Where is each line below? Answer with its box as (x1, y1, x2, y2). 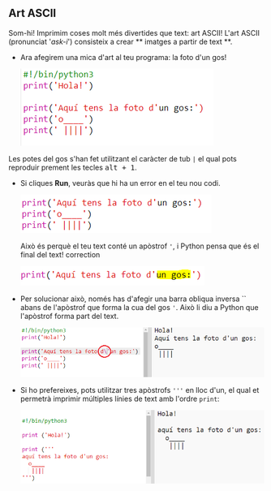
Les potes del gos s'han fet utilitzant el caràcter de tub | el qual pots (8, 153, 237, 163)
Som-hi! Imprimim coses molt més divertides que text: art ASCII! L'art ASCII (8, 28, 260, 37)
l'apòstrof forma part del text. (19, 311, 119, 321)
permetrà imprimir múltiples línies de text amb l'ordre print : (19, 394, 220, 403)
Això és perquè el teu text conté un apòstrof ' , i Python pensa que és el (19, 241, 260, 251)
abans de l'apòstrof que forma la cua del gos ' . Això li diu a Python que (19, 302, 259, 312)
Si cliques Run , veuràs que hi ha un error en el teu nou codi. (19, 178, 221, 187)
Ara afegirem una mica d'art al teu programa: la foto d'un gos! (19, 52, 227, 62)
